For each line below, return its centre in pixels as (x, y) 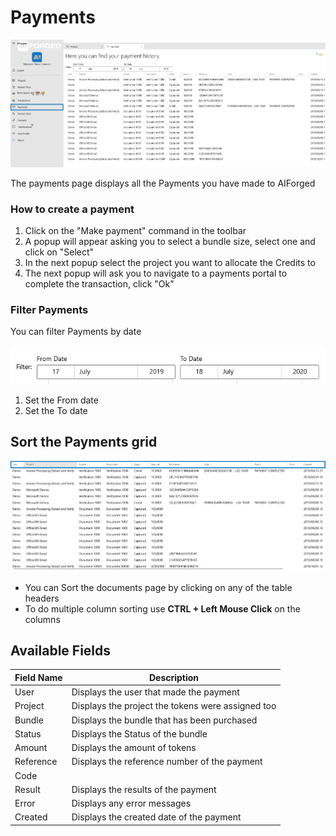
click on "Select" (59, 252)
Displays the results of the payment (144, 789)
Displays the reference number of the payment (167, 762)
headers (42, 598)
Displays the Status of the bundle (139, 733)
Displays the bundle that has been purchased (164, 720)
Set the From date (61, 400)
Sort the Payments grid (84, 442)
